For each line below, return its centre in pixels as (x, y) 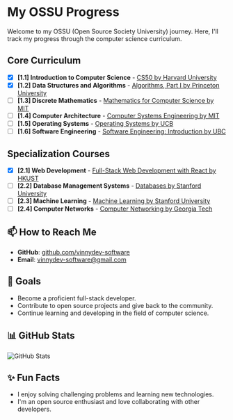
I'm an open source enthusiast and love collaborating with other (109, 402)
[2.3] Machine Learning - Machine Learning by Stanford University (114, 201)
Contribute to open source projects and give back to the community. (115, 305)
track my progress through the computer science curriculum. (95, 38)
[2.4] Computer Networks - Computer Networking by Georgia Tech (115, 209)
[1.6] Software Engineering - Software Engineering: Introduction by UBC (121, 131)
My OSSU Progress (63, 12)
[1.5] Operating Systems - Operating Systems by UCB (95, 123)
